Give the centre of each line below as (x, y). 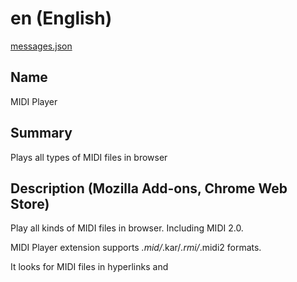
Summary (41, 133)
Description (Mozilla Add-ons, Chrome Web (149, 188)
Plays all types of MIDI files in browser (89, 157)
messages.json (41, 46)
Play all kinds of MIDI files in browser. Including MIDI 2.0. (127, 228)
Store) (30, 203)
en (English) (61, 18)
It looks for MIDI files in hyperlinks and (89, 267)
